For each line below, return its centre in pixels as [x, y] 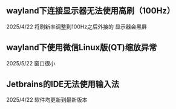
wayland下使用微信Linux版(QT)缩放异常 [82, 48]
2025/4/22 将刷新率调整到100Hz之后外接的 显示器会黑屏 [77, 27]
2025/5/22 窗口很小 [31, 63]
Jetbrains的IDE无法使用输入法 [63, 84]
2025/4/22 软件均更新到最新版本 [47, 100]
